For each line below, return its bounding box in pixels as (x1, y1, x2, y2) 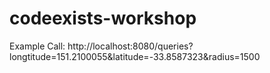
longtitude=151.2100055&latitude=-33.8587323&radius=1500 (9, 50, 261, 62)
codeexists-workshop (9, 7, 197, 30)
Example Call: (9, 40, 66, 52)
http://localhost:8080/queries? (67, 40, 194, 52)
